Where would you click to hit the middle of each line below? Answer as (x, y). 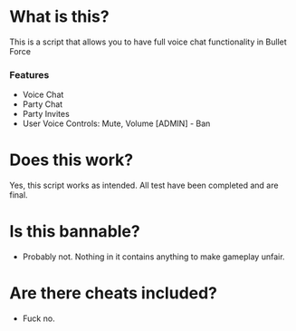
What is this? (60, 17)
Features (29, 74)
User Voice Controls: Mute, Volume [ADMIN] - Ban (116, 123)
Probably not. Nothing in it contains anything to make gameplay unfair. (153, 257)
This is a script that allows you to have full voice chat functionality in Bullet (148, 42)
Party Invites (46, 114)
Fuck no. (39, 318)
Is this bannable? (75, 232)
